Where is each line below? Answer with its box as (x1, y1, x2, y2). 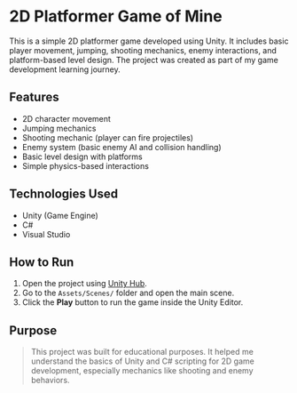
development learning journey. (9, 64, 121, 75)
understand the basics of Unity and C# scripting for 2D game (30, 356, 254, 366)
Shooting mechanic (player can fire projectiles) (21, 132, 193, 143)
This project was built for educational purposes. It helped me (30, 347, 254, 357)
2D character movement (21, 113, 111, 124)
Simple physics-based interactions (21, 160, 149, 171)
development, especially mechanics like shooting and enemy (30, 365, 254, 376)
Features (9, 90, 59, 105)
